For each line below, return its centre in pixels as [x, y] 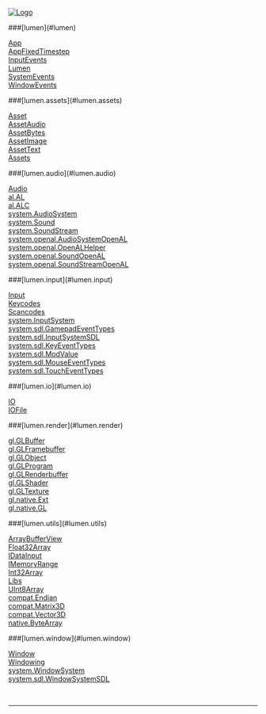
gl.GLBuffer [27, 441]
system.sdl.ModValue [44, 354]
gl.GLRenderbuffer [38, 474]
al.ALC [19, 205]
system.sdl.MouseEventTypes [57, 362]
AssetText [25, 149]
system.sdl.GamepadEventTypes [61, 328]
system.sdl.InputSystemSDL [54, 337]
